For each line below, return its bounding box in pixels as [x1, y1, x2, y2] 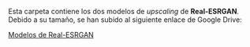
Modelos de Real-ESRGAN [8, 31, 95, 39]
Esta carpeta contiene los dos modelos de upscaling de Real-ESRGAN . [8, 7, 239, 16]
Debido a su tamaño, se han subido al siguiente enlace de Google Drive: [8, 15, 242, 24]
